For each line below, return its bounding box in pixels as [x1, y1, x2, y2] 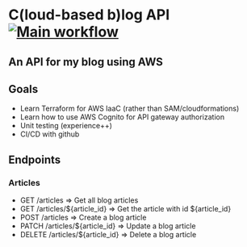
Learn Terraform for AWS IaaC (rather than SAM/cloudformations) [19, 103, 240, 114]
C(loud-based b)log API [8, 6, 170, 24]
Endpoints [8, 153, 61, 166]
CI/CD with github [19, 129, 80, 139]
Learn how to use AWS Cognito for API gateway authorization [19, 112, 224, 122]
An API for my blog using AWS [8, 55, 164, 69]
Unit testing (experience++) [19, 121, 113, 131]
